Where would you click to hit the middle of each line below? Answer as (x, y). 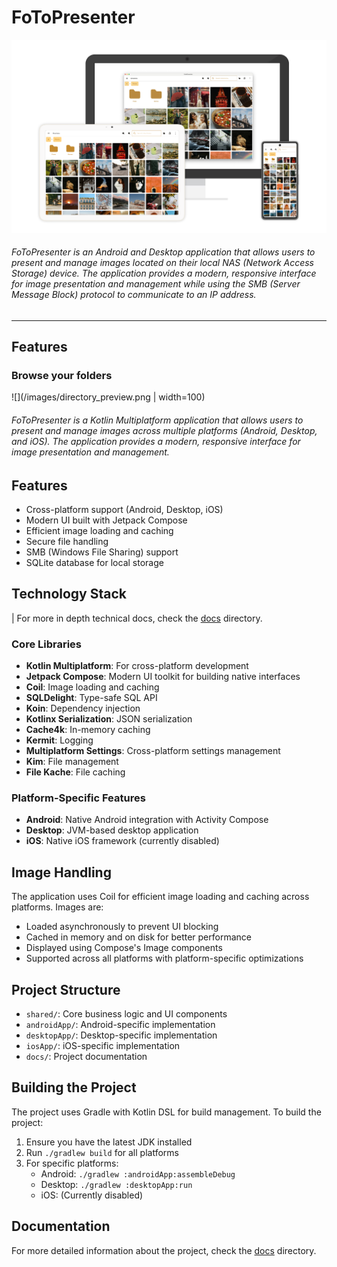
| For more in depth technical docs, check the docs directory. (137, 618)
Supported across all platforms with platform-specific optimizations (164, 958)
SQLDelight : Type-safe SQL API (91, 698)
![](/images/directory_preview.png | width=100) (108, 397)
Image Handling (61, 872)
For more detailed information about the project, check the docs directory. (164, 1250)
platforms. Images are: (57, 907)
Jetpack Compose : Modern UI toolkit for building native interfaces (163, 677)
